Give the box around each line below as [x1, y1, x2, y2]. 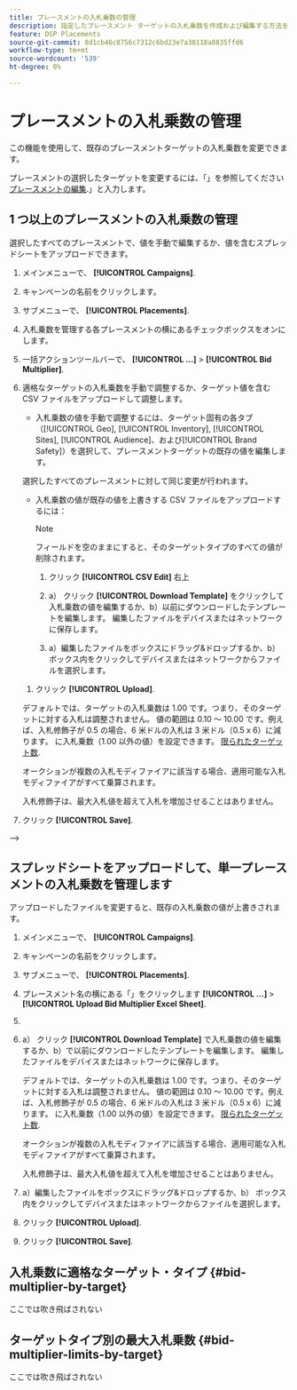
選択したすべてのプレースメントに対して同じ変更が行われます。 [21, 475, 254, 486]
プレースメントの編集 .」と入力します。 [9, 183, 151, 194]
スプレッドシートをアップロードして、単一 [9, 861, 242, 876]
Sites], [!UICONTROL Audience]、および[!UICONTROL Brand [35, 434, 257, 445]
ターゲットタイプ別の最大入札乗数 [9, 1332, 196, 1347]
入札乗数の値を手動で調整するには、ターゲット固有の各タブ [35, 412, 254, 423]
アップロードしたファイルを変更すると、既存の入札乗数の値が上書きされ [9, 902, 273, 913]
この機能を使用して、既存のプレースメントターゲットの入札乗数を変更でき [9, 142, 281, 153]
